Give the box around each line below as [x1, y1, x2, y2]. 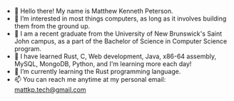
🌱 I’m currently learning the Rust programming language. [14, 68, 181, 75]
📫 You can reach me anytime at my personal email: [14, 75, 166, 83]
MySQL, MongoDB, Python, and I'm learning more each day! [14, 60, 192, 68]
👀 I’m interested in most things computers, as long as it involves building [14, 14, 227, 23]
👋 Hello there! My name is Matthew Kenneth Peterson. [14, 7, 173, 15]
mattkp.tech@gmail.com [14, 85, 86, 94]
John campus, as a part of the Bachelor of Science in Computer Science [14, 37, 228, 46]
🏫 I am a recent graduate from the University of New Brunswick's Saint [14, 29, 223, 38]
